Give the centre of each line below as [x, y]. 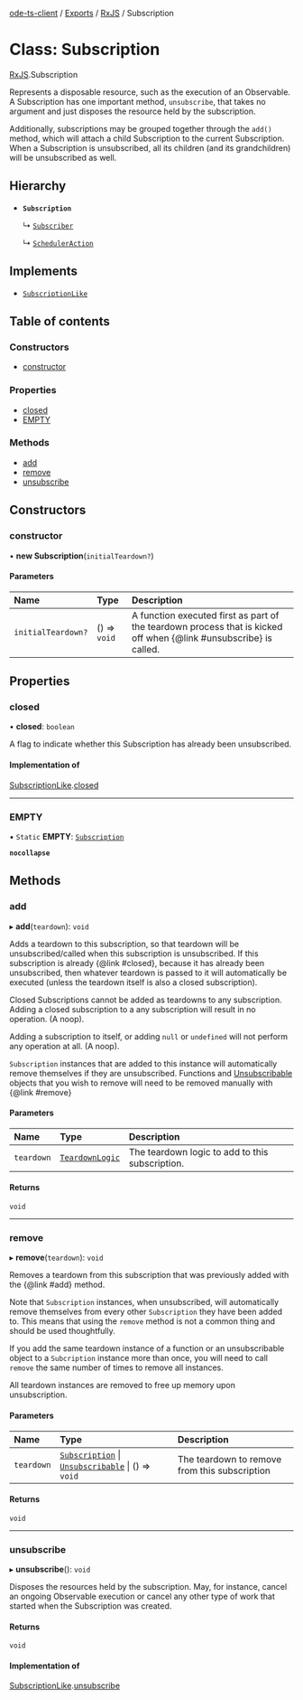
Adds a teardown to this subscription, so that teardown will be [124, 944]
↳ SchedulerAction [58, 242]
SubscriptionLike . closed [54, 784]
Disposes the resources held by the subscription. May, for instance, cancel [148, 1587]
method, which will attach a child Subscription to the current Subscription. [147, 138]
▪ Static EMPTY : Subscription [67, 836]
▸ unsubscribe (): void [50, 1569]
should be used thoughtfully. [62, 1331]
